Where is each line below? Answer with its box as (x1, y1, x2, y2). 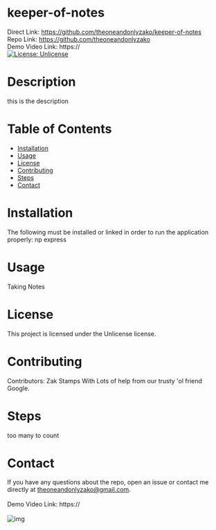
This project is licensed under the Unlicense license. (7, 329, 156, 338)
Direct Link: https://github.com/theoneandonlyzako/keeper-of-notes (7, 28, 202, 36)
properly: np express (7, 235, 67, 244)
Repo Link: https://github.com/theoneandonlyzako (7, 35, 151, 43)
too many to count (7, 431, 60, 439)
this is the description (7, 97, 69, 105)
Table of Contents (7, 121, 112, 137)
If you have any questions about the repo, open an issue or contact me (7, 478, 209, 486)
